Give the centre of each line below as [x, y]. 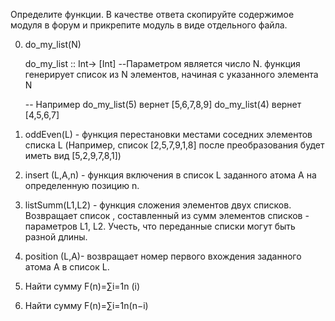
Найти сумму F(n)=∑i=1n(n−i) [86, 305]
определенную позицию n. [82, 185]
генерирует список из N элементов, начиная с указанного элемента [171, 74]
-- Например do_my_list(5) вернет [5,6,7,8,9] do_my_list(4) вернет [163, 104]
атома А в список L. [67, 267]
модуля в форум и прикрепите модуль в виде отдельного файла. [149, 25]
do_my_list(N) [53, 44]
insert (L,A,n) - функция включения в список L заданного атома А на [170, 175]
